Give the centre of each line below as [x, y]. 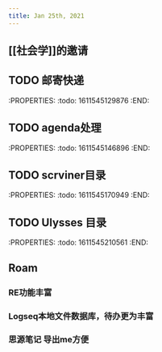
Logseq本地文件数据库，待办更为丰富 [81, 316]
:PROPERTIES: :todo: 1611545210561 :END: [79, 242]
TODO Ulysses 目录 [58, 222]
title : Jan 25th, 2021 [46, 16]
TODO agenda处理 [55, 128]
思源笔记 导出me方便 [49, 340]
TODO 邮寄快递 [46, 80]
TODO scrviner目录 [57, 176]
